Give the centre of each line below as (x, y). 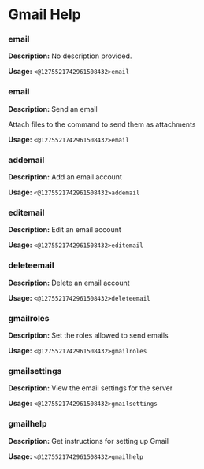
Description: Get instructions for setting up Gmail (89, 441)
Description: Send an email (53, 109)
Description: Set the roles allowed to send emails (88, 335)
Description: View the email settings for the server (91, 388)
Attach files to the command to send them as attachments (102, 124)
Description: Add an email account (65, 177)
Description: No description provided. (70, 56)
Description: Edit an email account (65, 230)
